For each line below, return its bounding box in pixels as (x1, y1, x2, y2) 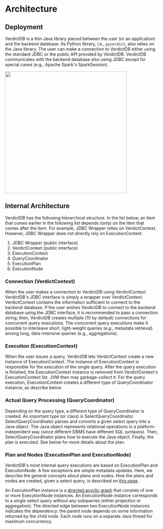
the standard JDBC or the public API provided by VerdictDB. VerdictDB (5, 51, 146, 57)
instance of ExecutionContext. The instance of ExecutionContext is (5, 359, 139, 365)
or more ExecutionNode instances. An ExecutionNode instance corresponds (5, 492, 158, 498)
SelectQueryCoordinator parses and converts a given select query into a (5, 418, 150, 424)
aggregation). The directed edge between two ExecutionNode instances (5, 503, 150, 509)
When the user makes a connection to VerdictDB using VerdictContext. (5, 289, 147, 295)
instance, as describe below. (5, 385, 62, 391)
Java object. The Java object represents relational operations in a (5, 423, 136, 430)
